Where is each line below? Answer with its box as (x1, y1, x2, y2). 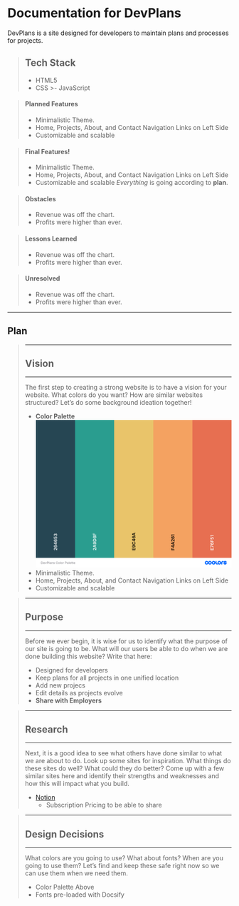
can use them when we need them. (24, 869, 128, 877)
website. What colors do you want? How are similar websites (24, 391, 203, 399)
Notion (35, 793, 55, 802)
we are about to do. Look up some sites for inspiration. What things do (24, 757, 231, 765)
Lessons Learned (24, 234, 78, 243)
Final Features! (24, 147, 70, 156)
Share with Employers (35, 696, 102, 705)
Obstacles (24, 194, 56, 203)
